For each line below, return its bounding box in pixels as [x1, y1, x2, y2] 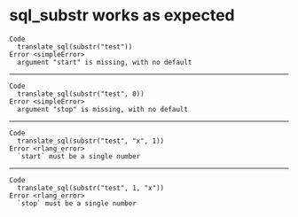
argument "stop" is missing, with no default [17, 105, 189, 113]
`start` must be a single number [17, 151, 141, 160]
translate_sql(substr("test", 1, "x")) [17, 183, 165, 192]
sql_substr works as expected [9, 5, 235, 26]
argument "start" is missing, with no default [17, 58, 192, 66]
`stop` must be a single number [17, 198, 137, 208]
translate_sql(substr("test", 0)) [17, 89, 145, 98]
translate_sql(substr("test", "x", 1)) [17, 136, 165, 145]
